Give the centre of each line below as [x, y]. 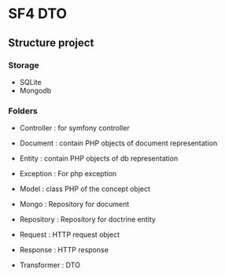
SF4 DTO [38, 14]
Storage [24, 65]
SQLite [30, 82]
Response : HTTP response [64, 250]
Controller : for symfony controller [74, 128]
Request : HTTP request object [70, 235]
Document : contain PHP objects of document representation [118, 143]
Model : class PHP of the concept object [85, 189]
